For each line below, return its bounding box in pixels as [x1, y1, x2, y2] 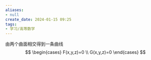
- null [5, 12, 19, 17]
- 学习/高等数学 [5, 26, 35, 32]
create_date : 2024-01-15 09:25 [5, 17, 72, 22]
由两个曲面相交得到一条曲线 [5, 41, 64, 47]
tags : [5, 21, 17, 27]
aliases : [5, 7, 24, 13]
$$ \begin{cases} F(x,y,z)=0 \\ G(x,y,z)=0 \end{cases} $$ [25, 49, 146, 55]
